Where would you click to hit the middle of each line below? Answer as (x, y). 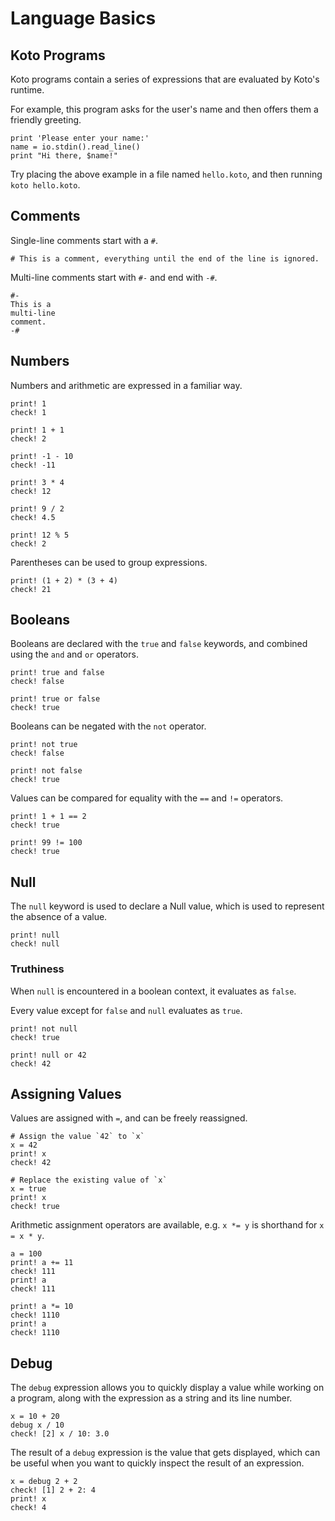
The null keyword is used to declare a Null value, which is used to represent (167, 906)
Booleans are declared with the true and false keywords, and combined (159, 644)
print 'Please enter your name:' (80, 138)
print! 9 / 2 (37, 508)
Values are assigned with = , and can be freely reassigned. (129, 1118)
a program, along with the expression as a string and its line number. (151, 1398)
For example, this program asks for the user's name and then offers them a (164, 109)
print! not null (44, 1028)
